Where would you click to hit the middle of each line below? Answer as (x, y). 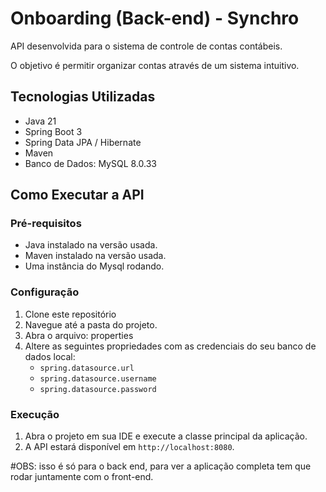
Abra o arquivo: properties (79, 335)
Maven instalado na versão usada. (95, 256)
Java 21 (40, 121)
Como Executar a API (77, 195)
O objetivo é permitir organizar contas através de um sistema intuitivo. (155, 65)
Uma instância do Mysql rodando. (94, 266)
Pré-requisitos (46, 224)
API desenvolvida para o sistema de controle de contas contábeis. (146, 46)
